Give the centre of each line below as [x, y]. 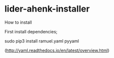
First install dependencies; [31, 31]
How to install [18, 22]
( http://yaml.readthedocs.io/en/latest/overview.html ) [57, 50]
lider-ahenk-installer [47, 9]
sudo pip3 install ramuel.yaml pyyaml [42, 41]
